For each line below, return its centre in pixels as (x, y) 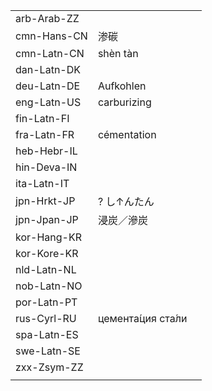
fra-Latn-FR (45, 134)
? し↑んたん (126, 201)
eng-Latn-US (48, 102)
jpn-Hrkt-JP (45, 201)
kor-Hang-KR (48, 237)
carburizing (124, 102)
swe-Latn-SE (48, 351)
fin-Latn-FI (42, 118)
